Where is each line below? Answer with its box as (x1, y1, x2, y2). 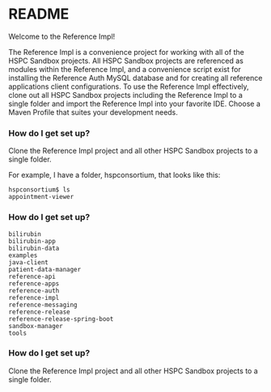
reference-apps (8, 280, 60, 288)
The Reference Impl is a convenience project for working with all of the (8, 47, 244, 57)
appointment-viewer (8, 193, 74, 201)
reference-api (8, 272, 57, 280)
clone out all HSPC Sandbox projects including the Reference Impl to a (8, 90, 243, 99)
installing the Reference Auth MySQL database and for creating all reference (8, 73, 263, 82)
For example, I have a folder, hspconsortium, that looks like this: (8, 171, 221, 180)
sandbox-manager (8, 322, 63, 330)
